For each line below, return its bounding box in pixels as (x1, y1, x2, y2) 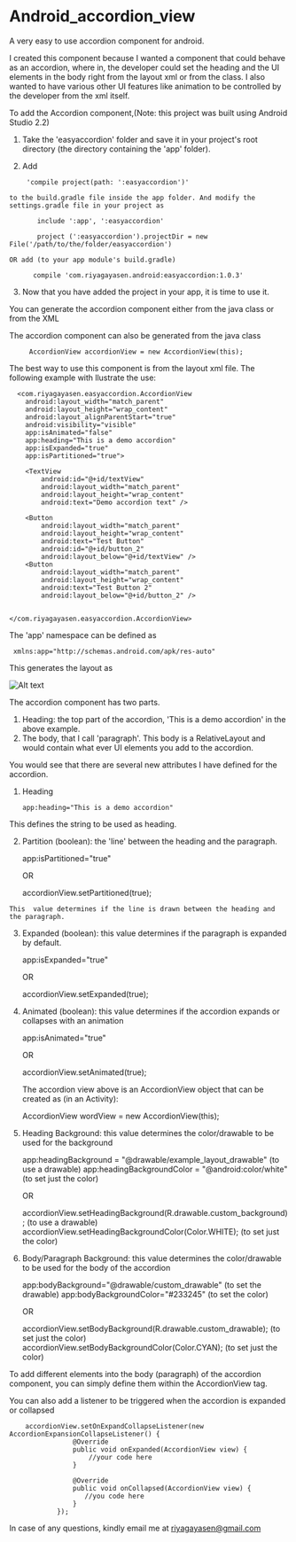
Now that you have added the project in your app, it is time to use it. (21, 286, 270, 297)
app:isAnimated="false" (25, 428, 113, 437)
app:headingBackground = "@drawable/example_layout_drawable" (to (21, 1154, 280, 1164)
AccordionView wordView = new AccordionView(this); (21, 1110, 220, 1121)
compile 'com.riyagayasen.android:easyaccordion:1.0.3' (32, 270, 244, 280)
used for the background (21, 1137, 113, 1148)
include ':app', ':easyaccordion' (36, 216, 165, 225)
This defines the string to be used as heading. (9, 818, 177, 829)
